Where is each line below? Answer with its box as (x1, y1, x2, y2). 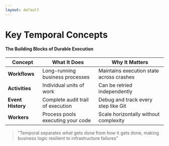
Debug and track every (98, 96, 153, 103)
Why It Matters (111, 59, 148, 66)
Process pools (42, 111, 76, 118)
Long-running (42, 67, 76, 75)
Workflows (8, 70, 35, 78)
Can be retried (98, 82, 132, 89)
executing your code (42, 117, 91, 124)
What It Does (52, 59, 84, 66)
